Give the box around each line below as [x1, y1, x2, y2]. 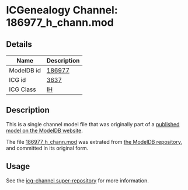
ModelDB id [9, 67, 41, 74]
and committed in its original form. [6, 144, 89, 151]
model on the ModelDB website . [6, 127, 83, 134]
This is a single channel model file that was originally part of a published [6, 120, 180, 127]
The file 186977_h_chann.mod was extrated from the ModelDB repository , [6, 138, 183, 145]
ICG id [9, 76, 26, 84]
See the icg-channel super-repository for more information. [6, 177, 149, 184]
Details [6, 39, 32, 49]
